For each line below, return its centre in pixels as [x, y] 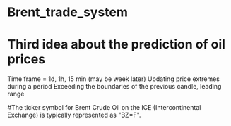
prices [26, 59]
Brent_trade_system [68, 12]
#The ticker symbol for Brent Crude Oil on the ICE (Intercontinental [104, 108]
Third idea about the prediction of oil [117, 45]
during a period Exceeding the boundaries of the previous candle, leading [114, 87]
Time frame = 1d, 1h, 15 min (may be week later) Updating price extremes [114, 79]
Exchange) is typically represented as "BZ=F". [74, 115]
